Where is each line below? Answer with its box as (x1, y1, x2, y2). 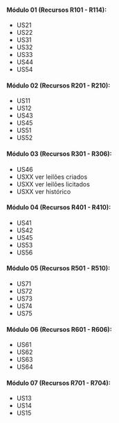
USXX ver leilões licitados (16, 179, 91, 188)
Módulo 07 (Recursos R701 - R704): (6, 378, 111, 387)
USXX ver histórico (16, 187, 71, 195)
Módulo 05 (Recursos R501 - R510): (6, 264, 111, 273)
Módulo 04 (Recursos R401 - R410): (6, 203, 111, 211)
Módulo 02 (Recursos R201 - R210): (6, 81, 111, 90)
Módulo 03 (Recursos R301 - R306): (6, 150, 112, 158)
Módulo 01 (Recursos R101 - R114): (6, 6, 107, 14)
